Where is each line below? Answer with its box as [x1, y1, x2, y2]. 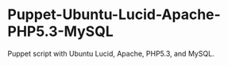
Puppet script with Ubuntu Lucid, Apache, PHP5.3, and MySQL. [7, 49, 215, 58]
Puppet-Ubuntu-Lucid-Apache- [7, 6, 222, 24]
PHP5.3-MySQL [7, 22, 114, 41]
